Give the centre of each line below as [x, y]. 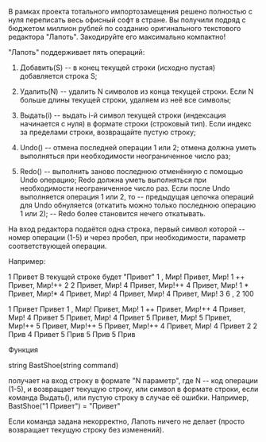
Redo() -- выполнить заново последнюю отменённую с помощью [131, 171]
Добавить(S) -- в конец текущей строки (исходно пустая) [118, 68]
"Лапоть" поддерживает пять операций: [77, 52]
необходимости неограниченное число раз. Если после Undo [125, 188]
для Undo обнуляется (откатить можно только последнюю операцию [138, 205]
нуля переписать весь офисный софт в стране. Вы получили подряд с [127, 20]
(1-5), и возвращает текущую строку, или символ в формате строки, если [133, 389]
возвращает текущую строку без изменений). [86, 430]
